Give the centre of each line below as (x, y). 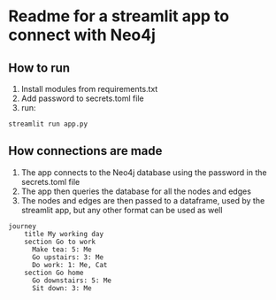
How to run (39, 68)
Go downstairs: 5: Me (72, 281)
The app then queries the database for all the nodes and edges (136, 191)
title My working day (64, 234)
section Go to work (60, 242)
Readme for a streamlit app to (119, 16)
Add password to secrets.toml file (82, 98)
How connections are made (85, 151)
